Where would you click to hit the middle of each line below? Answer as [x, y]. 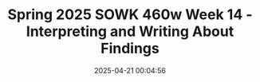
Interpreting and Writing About [130, 31]
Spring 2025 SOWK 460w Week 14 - [130, 15]
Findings [130, 49]
